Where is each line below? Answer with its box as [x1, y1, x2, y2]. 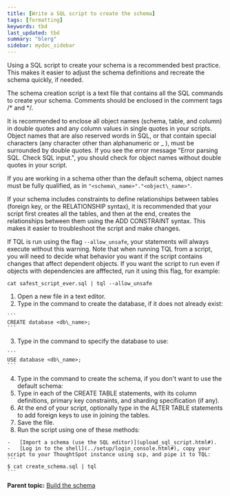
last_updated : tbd [7, 29, 60, 37]
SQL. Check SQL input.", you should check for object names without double [7, 154, 222, 162]
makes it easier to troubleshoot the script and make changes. [7, 225, 181, 232]
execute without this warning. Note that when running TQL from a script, [7, 245, 213, 253]
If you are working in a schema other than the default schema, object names [7, 174, 224, 183]
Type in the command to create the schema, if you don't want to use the [17, 375, 222, 382]
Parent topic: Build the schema [7, 482, 96, 489]
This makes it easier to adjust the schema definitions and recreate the [7, 68, 205, 76]
